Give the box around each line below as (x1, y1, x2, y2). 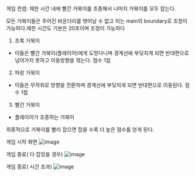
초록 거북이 (14, 37, 40, 44)
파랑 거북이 (14, 69, 40, 76)
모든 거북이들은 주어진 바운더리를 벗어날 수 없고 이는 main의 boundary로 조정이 (6, 17, 188, 24)
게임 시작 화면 (6, 139, 38, 145)
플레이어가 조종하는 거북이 (14, 114, 75, 121)
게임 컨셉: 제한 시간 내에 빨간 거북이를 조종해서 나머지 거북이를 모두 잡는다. (6, 5, 176, 12)
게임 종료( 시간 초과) (6, 163, 53, 170)
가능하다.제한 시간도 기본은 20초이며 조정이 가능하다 (6, 25, 125, 31)
